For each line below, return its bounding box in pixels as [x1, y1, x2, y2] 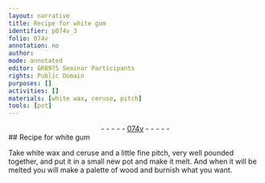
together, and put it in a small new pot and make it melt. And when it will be [8, 156, 258, 166]
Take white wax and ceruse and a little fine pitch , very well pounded [8, 148, 234, 158]
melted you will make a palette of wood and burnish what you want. [8, 165, 233, 175]
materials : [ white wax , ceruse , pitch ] [8, 94, 143, 102]
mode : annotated [8, 57, 63, 65]
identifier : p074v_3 [8, 27, 78, 35]
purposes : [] [8, 79, 52, 87]
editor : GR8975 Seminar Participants [8, 64, 135, 73]
